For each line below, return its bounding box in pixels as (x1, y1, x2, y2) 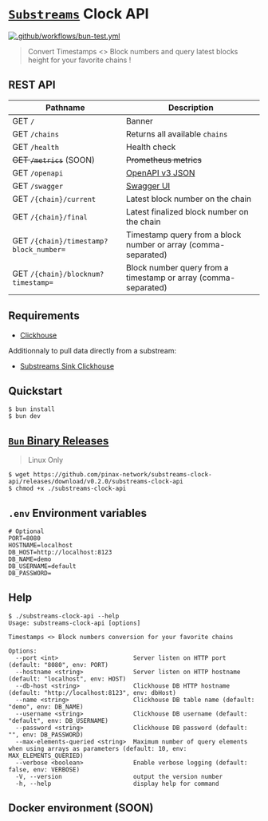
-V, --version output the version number (15, 772, 223, 780)
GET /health (12, 141, 60, 152)
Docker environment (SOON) (8, 801, 154, 815)
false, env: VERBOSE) (8, 765, 81, 774)
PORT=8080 (8, 535, 41, 543)
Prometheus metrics (126, 154, 202, 165)
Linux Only (27, 456, 64, 465)
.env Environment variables (8, 506, 148, 519)
